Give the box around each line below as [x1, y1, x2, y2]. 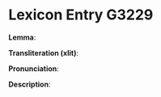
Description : [8, 79, 51, 89]
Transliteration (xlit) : [8, 48, 79, 57]
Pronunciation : [8, 63, 59, 74]
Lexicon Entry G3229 [8, 6, 154, 24]
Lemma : [8, 32, 36, 42]
